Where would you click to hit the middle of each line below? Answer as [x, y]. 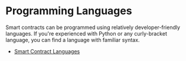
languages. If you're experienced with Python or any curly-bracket [87, 33]
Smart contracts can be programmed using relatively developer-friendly [93, 27]
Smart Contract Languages [47, 51]
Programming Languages [69, 11]
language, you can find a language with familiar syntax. [73, 40]
